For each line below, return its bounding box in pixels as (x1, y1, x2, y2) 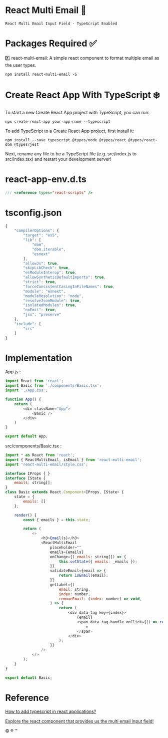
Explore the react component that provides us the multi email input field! (5, 718, 154, 724)
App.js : (5, 369, 21, 375)
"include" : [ (14, 321, 41, 326)
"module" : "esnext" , (23, 289, 66, 294)
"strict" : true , (23, 280, 57, 285)
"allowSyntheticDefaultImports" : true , (23, 275, 106, 280)
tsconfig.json (5, 207, 62, 218)
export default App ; (5, 434, 48, 439)
